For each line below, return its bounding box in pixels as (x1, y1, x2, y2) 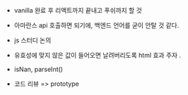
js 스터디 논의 (13, 36, 52, 44)
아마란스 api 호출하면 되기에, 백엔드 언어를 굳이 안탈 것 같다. (13, 21, 180, 30)
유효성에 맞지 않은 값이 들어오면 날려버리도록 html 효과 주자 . (13, 51, 182, 59)
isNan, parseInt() (13, 65, 64, 73)
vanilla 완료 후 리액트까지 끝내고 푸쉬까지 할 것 (13, 6, 143, 14)
